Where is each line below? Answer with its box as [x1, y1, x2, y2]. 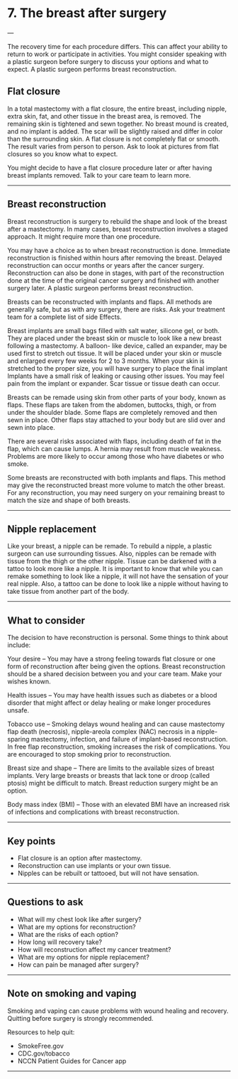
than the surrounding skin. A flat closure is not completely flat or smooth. [7, 134, 221, 143]
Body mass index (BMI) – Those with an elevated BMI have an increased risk [7, 801, 230, 809]
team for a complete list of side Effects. [7, 313, 122, 321]
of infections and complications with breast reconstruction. [7, 808, 180, 816]
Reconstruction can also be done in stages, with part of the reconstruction [7, 269, 225, 277]
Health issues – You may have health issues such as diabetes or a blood [7, 691, 217, 700]
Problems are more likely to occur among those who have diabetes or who [7, 452, 225, 460]
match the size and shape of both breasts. [7, 496, 131, 504]
